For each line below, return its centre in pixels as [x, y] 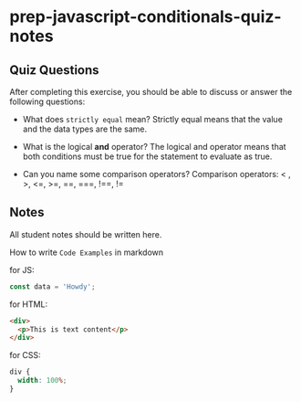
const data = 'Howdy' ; [52, 286]
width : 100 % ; [42, 381]
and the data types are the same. [85, 129]
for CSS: [25, 355]
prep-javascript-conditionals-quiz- [145, 17]
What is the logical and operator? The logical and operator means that [154, 147]
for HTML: [29, 304]
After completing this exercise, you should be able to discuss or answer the [151, 92]
